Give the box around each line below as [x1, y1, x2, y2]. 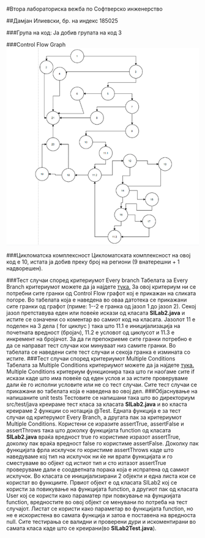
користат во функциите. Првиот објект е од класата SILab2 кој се [6, 479, 177, 486]
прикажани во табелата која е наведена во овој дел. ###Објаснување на [6, 388, 198, 395]
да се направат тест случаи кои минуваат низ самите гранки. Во [6, 342, 176, 349]
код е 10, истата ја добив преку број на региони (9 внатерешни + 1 [6, 258, 180, 266]
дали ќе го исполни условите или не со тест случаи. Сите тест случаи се [6, 381, 198, 389]
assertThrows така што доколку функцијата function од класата [6, 427, 171, 434]
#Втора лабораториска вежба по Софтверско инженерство [6, 6, 163, 12]
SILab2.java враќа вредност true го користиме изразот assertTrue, [6, 433, 181, 441]
